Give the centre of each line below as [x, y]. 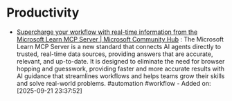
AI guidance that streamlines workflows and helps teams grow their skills [121, 76]
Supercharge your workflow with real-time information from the [107, 32]
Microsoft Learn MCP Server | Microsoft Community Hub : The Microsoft [120, 39]
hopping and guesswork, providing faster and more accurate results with [120, 68]
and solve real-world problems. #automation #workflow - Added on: [114, 83]
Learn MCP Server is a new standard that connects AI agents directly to [119, 46]
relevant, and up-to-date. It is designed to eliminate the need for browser [121, 61]
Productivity [43, 13]
